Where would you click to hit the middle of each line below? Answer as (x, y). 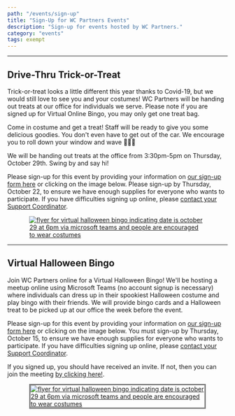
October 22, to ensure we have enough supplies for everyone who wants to (116, 191)
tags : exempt (26, 40)
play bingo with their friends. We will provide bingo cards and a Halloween (114, 302)
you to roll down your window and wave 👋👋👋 (72, 142)
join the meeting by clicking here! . (56, 374)
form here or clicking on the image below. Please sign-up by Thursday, (109, 184)
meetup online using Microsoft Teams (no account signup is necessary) (111, 287)
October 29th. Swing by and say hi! (58, 163)
